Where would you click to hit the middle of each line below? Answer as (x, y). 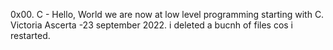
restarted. (30, 35)
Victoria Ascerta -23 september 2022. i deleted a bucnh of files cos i (152, 25)
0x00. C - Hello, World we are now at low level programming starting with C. (167, 14)
